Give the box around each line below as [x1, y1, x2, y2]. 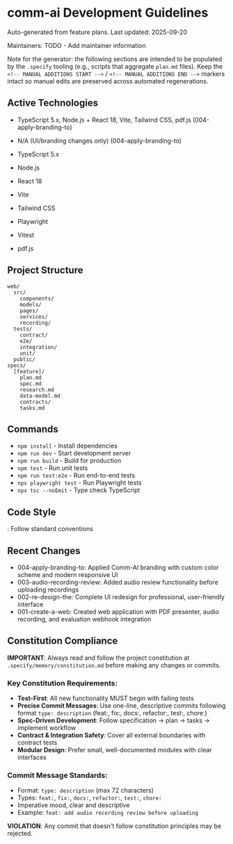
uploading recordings [17, 585, 79, 594]
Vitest [17, 231, 35, 239]
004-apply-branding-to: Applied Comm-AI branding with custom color [17, 563, 219, 571]
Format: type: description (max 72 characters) [17, 786, 154, 795]
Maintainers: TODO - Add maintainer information [7, 41, 146, 49]
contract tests [17, 738, 58, 747]
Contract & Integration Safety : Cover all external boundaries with [17, 731, 206, 740]
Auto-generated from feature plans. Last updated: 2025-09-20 [7, 28, 188, 36]
